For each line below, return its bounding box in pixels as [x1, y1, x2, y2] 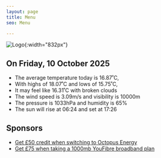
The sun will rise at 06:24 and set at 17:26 [14, 106, 117, 113]
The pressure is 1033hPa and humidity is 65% [14, 99, 128, 107]
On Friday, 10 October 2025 [6, 58, 110, 68]
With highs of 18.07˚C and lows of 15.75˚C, [14, 81, 118, 88]
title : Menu [6, 14, 36, 20]
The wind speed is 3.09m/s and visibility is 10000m [14, 93, 141, 100]
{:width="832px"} [24, 41, 68, 48]
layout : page [6, 8, 39, 15]
